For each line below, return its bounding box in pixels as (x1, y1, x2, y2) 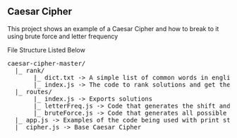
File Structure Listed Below (7, 45, 86, 54)
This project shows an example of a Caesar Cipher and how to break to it (7, 24, 219, 33)
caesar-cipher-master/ (7, 59, 86, 67)
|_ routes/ (14, 88, 53, 96)
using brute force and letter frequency (7, 32, 119, 40)
